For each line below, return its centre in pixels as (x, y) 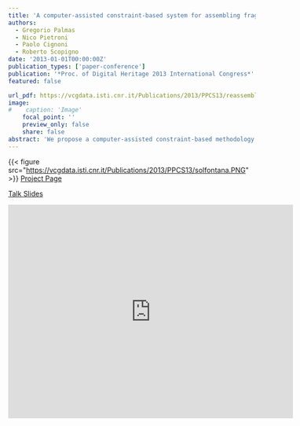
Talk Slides (26, 193)
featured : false (35, 81)
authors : (22, 23)
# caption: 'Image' (45, 110)
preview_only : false (56, 125)
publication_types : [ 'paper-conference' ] (77, 67)
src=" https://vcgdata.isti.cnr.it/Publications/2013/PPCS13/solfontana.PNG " (129, 170)
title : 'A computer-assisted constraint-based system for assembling (124, 15)
